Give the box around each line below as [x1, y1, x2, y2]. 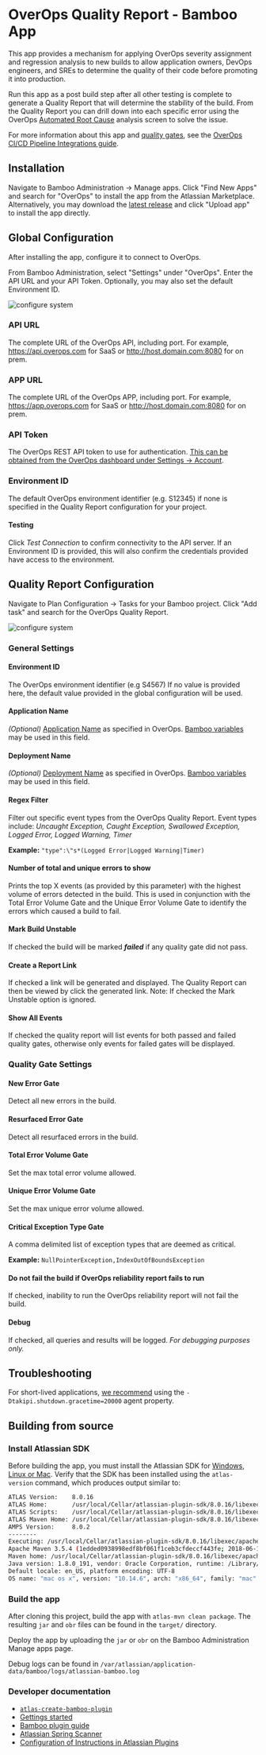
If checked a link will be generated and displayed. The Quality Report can [8, 978, 247, 988]
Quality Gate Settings [8, 1059, 93, 1070]
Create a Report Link [8, 960, 78, 970]
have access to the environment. [8, 555, 115, 564]
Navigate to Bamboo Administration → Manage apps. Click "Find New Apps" [8, 183, 257, 192]
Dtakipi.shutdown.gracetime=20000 [8, 1397, 123, 1405]
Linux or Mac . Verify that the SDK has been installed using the [8, 1470, 211, 1479]
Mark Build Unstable [8, 924, 77, 934]
